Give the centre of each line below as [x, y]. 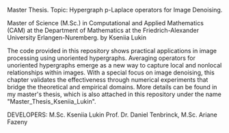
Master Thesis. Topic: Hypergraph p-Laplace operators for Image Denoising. [115, 10]
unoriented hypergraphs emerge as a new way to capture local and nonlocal [114, 65]
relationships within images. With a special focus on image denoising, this [111, 72]
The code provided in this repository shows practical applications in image [112, 51]
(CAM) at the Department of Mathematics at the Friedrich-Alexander [103, 30]
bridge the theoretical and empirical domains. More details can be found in [112, 87]
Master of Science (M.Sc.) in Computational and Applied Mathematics [105, 23]
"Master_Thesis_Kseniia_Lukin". [52, 101]
